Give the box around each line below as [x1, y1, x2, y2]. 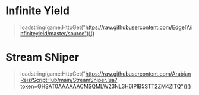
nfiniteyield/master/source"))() [20, 30, 95, 37]
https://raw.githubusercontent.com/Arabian [85, 70, 191, 77]
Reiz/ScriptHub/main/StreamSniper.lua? [20, 76, 118, 83]
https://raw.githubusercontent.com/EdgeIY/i [85, 24, 193, 31]
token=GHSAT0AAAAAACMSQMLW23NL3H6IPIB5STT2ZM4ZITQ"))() [20, 83, 191, 90]
